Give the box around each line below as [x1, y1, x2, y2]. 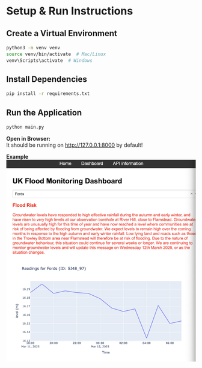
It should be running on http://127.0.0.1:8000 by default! [6, 141, 143, 149]
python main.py [6, 124, 44, 130]
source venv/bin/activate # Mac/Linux [6, 51, 106, 57]
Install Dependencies [6, 74, 87, 85]
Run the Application [6, 107, 82, 118]
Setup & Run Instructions [6, 4, 133, 18]
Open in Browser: [6, 135, 51, 142]
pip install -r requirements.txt [6, 91, 90, 97]
